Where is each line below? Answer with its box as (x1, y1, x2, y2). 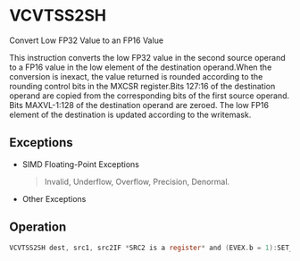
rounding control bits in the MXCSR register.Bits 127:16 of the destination (9, 80, 276, 91)
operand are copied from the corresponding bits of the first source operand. (9, 90, 290, 101)
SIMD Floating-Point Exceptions (21, 158, 140, 170)
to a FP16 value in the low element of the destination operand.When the (9, 62, 272, 72)
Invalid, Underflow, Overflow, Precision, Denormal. (44, 176, 230, 187)
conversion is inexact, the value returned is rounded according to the (9, 71, 263, 81)
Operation (9, 220, 67, 235)
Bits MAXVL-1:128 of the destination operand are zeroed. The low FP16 (9, 99, 270, 110)
